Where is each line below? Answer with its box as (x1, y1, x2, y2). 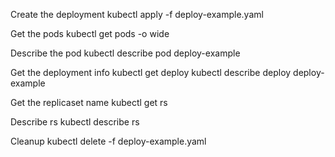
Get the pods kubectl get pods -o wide (10, 28, 170, 39)
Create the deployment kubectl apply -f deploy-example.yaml (10, 9, 264, 20)
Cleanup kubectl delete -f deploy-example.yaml (10, 135, 207, 147)
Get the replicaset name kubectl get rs (10, 97, 168, 108)
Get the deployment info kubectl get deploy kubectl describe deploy (10, 67, 292, 78)
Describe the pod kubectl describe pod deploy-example (10, 47, 241, 59)
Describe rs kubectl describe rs (10, 116, 140, 128)
